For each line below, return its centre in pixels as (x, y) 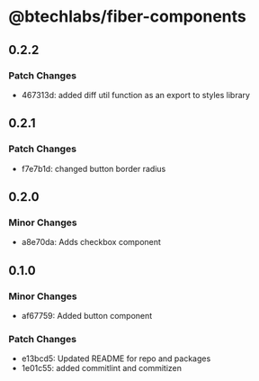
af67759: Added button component (87, 315)
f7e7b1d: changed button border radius (94, 168)
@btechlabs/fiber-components (127, 17)
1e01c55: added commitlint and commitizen (101, 368)
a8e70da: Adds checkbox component (91, 242)
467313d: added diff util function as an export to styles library (136, 95)
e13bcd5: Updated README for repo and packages (116, 358)
